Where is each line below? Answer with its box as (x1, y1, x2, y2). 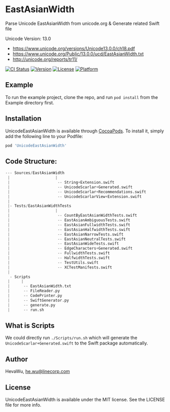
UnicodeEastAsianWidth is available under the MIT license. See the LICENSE (5, 396, 165, 402)
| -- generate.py (7, 302, 56, 307)
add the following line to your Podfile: (5, 133, 84, 139)
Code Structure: (5, 157, 57, 165)
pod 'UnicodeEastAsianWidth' (5, 143, 67, 148)
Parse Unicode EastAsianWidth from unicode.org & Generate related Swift (5, 20, 160, 26)
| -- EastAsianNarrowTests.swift (7, 232, 124, 237)
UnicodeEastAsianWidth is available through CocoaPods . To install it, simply (5, 128, 164, 134)
